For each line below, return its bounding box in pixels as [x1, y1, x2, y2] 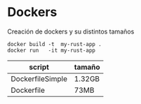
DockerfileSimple [11, 74, 68, 84]
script [29, 62, 49, 72]
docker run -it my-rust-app [7, 47, 96, 54]
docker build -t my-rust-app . [7, 40, 102, 47]
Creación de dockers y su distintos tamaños [7, 27, 135, 36]
